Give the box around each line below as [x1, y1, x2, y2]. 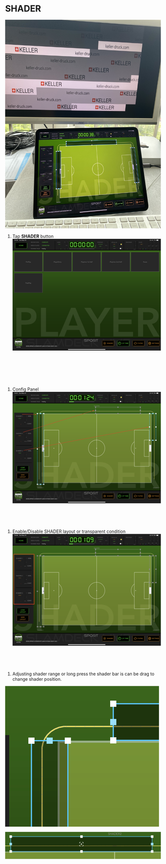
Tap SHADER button [12, 233, 54, 239]
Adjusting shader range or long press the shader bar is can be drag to [12, 671, 155, 677]
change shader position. [12, 676, 62, 682]
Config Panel [12, 386, 39, 392]
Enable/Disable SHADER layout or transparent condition [12, 528, 126, 534]
